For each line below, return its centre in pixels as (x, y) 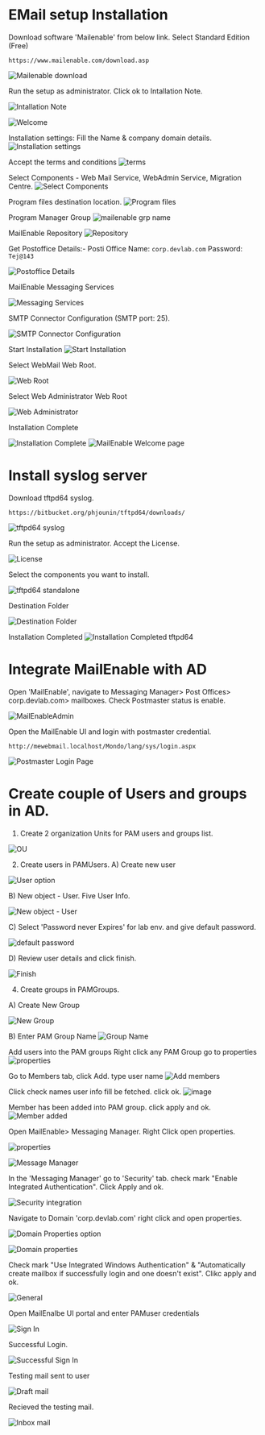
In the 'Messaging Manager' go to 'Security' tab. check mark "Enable (123, 1178)
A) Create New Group (44, 1005)
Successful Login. (38, 1344)
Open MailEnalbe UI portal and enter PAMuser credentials (104, 1313)
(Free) (19, 45)
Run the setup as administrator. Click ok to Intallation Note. (106, 91)
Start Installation (35, 349)
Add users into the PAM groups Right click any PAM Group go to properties (133, 1051)
